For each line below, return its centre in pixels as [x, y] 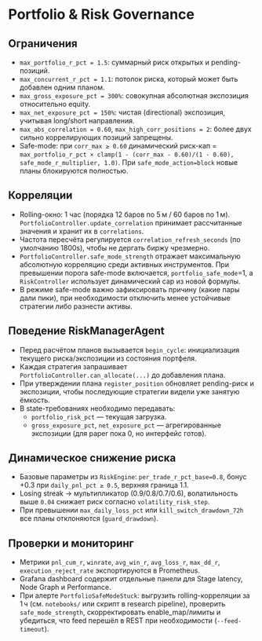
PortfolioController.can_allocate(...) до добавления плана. [122, 375]
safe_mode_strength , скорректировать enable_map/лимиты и [120, 612]
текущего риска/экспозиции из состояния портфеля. [108, 358]
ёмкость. [35, 400]
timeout [32, 630]
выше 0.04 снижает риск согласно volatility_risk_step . [115, 502]
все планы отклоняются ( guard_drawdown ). [89, 518]
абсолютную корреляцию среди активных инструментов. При [124, 264]
